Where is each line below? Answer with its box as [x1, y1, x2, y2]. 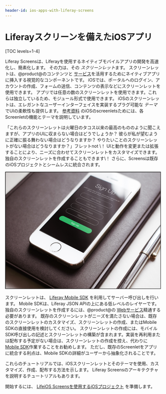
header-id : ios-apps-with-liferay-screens [5, 8, 94, 13]
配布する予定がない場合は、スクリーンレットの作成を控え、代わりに [9, 338, 148, 344]
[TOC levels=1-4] [5, 48, 40, 54]
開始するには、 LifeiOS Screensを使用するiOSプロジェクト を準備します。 [5, 383, 155, 389]
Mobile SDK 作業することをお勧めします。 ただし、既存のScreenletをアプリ [5, 344, 158, 350]
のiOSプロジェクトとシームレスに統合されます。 [5, 161, 103, 168]
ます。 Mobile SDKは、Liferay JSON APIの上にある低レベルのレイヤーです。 [5, 301, 160, 306]
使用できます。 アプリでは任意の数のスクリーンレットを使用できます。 [5, 89, 148, 95]
